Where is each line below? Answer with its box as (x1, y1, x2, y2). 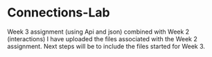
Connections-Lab (7, 5, 110, 21)
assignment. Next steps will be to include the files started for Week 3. (7, 42, 206, 50)
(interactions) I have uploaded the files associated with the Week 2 (7, 34, 197, 43)
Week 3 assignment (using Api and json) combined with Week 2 (7, 27, 190, 36)
